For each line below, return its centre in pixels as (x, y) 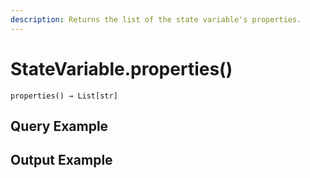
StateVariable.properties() (121, 68)
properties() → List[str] (64, 96)
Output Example (61, 160)
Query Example (59, 126)
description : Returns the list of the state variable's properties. (156, 19)
